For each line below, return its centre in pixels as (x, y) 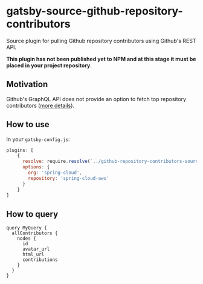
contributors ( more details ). (40, 105)
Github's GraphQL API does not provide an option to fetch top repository (96, 99)
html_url (33, 255)
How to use (28, 124)
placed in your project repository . (49, 65)
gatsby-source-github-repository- (95, 11)
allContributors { (35, 233)
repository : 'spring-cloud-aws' (69, 178)
